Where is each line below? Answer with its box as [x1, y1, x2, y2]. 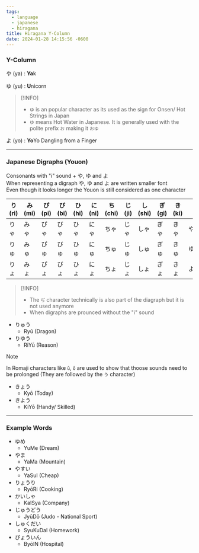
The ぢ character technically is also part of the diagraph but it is [29, 296, 185, 303]
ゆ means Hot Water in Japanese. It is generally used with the [29, 119, 179, 126]
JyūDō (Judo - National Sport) [23, 513, 98, 520]
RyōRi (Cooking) [23, 485, 64, 493]
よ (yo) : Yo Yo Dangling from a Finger [6, 137, 98, 144]
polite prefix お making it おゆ [29, 125, 99, 132]
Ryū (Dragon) [23, 327, 57, 335]
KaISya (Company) [23, 499, 70, 506]
